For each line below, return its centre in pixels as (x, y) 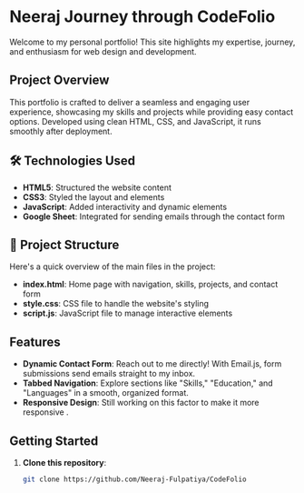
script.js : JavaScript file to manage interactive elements (127, 313)
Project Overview (59, 80)
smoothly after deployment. (61, 131)
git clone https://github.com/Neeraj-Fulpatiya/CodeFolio (134, 479)
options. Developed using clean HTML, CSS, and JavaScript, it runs (135, 121)
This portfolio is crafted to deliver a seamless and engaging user (130, 102)
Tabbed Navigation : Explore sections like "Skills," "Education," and (148, 383)
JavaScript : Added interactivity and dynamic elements (125, 206)
